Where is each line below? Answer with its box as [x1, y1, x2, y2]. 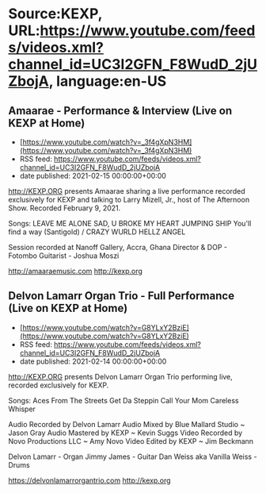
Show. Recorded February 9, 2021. [8, 203, 121, 213]
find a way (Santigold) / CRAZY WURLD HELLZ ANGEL [8, 227, 186, 237]
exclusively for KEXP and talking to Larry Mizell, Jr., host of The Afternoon [8, 195, 250, 204]
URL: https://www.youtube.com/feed [8, 21, 256, 40]
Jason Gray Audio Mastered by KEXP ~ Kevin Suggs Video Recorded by [8, 428, 243, 437]
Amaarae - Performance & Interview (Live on [8, 104, 233, 117]
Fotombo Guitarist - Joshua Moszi [8, 251, 120, 260]
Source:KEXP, [8, 5, 103, 23]
